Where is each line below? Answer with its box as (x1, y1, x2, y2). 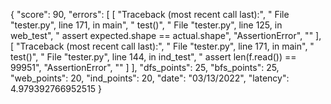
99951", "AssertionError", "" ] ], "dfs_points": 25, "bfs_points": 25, (10, 62, 280, 73)
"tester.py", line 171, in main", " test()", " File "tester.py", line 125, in (10, 19, 283, 31)
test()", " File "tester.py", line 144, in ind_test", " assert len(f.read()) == (10, 51, 297, 63)
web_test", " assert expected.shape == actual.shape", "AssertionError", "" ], (10, 30, 322, 41)
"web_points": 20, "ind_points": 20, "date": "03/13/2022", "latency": (10, 72, 290, 84)
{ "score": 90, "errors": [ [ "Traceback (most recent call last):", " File (10, 9, 290, 20)
